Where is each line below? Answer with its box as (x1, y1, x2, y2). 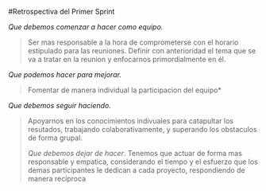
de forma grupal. (27, 133, 83, 142)
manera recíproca (27, 174, 87, 183)
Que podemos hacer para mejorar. (8, 70, 121, 79)
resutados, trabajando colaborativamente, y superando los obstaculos (27, 125, 257, 134)
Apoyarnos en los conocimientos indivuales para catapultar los (27, 116, 234, 126)
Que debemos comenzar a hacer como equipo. (8, 22, 164, 31)
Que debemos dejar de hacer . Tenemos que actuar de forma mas (27, 149, 242, 158)
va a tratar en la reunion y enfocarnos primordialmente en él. (27, 55, 226, 64)
